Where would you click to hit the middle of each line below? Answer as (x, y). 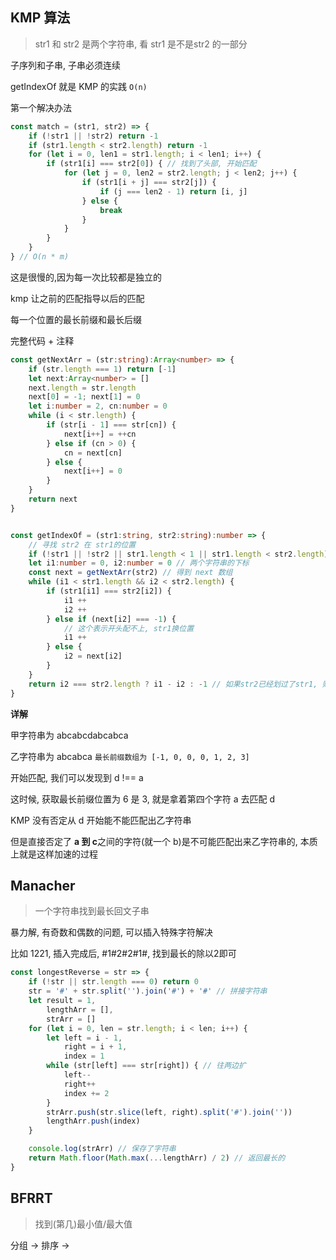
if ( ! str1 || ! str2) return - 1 (93, 136)
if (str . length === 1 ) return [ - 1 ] (102, 369)
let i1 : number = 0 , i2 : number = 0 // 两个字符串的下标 (139, 563)
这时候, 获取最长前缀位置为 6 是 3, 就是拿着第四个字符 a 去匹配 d (143, 799)
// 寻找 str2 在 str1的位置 (82, 544)
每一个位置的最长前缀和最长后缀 (76, 319)
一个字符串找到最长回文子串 (92, 911)
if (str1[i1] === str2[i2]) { (109, 591)
